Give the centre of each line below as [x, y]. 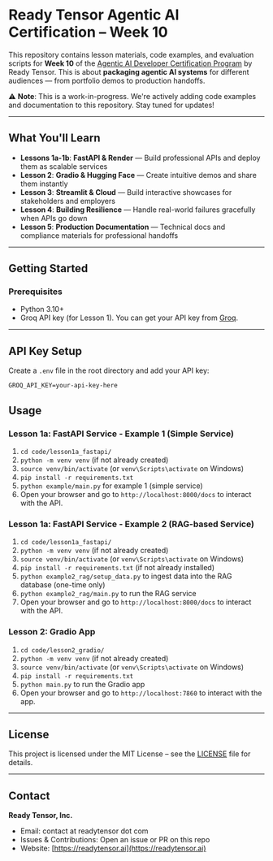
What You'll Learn [54, 138]
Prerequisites [35, 292]
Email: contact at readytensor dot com [84, 831]
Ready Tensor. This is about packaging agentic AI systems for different [129, 71]
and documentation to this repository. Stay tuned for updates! [112, 105]
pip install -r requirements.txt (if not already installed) [117, 568]
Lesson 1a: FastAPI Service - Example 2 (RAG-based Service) [131, 524]
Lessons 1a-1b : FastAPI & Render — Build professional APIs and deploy [140, 158]
